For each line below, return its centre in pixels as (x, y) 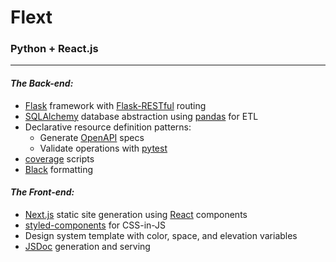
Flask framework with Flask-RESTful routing (115, 105)
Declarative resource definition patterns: (108, 127)
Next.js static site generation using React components (136, 214)
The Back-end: (42, 83)
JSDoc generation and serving (87, 246)
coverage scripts (59, 158)
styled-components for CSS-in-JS (95, 225)
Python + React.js (54, 49)
